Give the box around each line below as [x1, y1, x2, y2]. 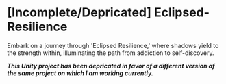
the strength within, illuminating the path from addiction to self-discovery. [7, 49, 214, 57]
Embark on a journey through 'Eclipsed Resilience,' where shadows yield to [7, 41, 219, 49]
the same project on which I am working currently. [7, 69, 154, 77]
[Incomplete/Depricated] [7, 5, 152, 20]
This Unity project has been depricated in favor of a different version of [7, 62, 215, 70]
